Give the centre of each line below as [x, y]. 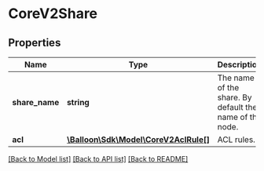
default [230, 107]
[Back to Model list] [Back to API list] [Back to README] [98, 159]
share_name [36, 102]
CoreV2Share [53, 14]
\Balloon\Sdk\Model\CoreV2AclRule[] [138, 140]
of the [228, 87]
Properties [35, 43]
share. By [235, 97]
